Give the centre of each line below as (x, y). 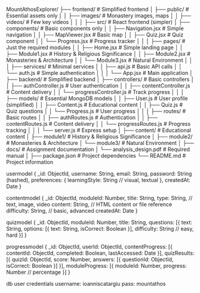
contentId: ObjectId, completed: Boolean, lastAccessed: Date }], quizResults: (100, 253)
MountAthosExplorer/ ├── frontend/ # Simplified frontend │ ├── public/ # (98, 9)
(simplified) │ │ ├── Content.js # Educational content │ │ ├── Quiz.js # (95, 105)
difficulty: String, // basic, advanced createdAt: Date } (72, 211)
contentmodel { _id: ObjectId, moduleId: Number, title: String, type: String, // (99, 198)
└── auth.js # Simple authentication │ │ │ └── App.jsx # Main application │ (99, 73)
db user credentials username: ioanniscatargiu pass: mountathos (86, 284)
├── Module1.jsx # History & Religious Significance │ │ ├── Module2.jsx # (99, 54)
